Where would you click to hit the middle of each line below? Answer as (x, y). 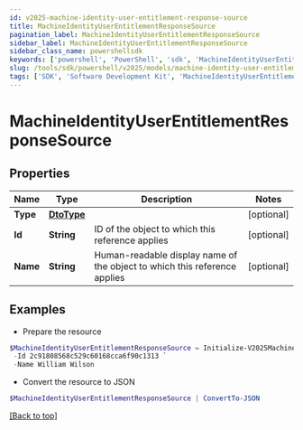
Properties (40, 174)
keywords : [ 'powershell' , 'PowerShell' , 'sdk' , (101, 60)
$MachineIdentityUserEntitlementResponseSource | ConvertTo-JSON (134, 398)
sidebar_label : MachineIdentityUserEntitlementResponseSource (129, 43)
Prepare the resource (62, 332)
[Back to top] (33, 416)
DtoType (67, 214)
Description (166, 199)
